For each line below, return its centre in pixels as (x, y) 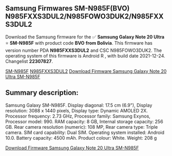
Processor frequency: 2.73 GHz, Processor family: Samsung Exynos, (78, 116)
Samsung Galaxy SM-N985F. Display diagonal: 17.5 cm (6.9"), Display (79, 105)
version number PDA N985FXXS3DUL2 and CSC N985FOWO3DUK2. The (84, 50)
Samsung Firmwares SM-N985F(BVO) (68, 8)
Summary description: (42, 93)
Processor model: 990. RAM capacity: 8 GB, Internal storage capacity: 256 (84, 121)
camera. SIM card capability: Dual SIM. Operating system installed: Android (85, 132)
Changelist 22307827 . (29, 61)
